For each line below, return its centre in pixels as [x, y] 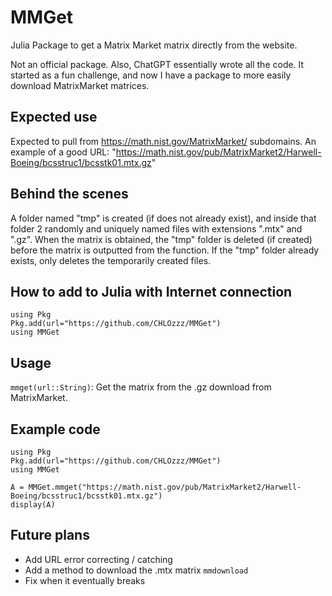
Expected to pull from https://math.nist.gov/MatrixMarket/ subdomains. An [163, 141]
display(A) [33, 505]
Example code [55, 429]
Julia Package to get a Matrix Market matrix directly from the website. [154, 45]
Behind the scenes [69, 194]
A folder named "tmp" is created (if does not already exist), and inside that [163, 218]
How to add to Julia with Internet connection [151, 291]
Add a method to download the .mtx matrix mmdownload [136, 570]
